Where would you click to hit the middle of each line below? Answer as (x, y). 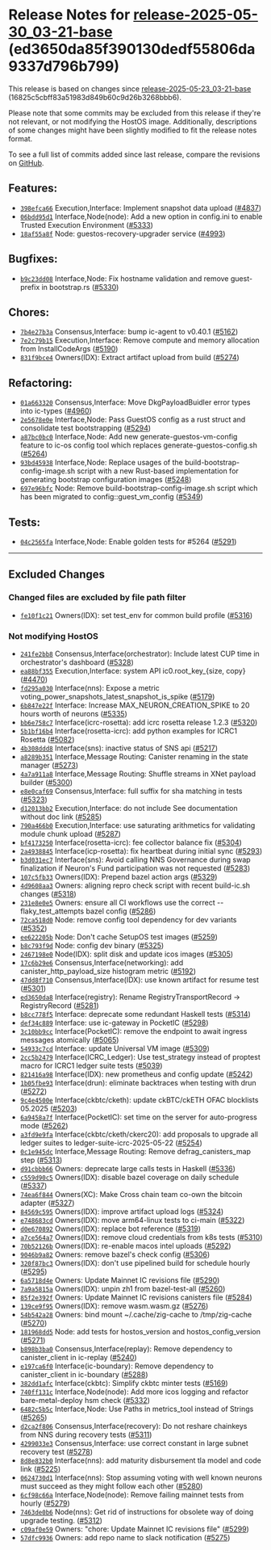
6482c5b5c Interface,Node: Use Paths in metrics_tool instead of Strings (137, 1409)
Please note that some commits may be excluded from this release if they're (135, 113)
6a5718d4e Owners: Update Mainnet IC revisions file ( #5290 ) (120, 1280)
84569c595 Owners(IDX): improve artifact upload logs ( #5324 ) (122, 1211)
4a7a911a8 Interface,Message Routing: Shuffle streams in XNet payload (138, 774)
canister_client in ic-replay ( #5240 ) (78, 1357)
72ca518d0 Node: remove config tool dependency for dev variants (128, 919)
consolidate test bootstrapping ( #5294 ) (85, 428)
